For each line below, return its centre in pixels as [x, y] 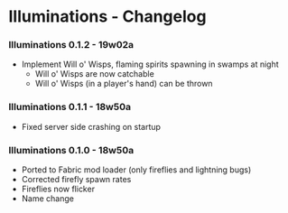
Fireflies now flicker [58, 189]
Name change [47, 199]
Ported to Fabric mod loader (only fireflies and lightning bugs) [136, 170]
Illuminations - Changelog [107, 17]
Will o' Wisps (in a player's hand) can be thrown [124, 84]
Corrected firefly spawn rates [76, 180]
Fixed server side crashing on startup [91, 126]
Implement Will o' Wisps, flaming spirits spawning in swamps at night [150, 64]
